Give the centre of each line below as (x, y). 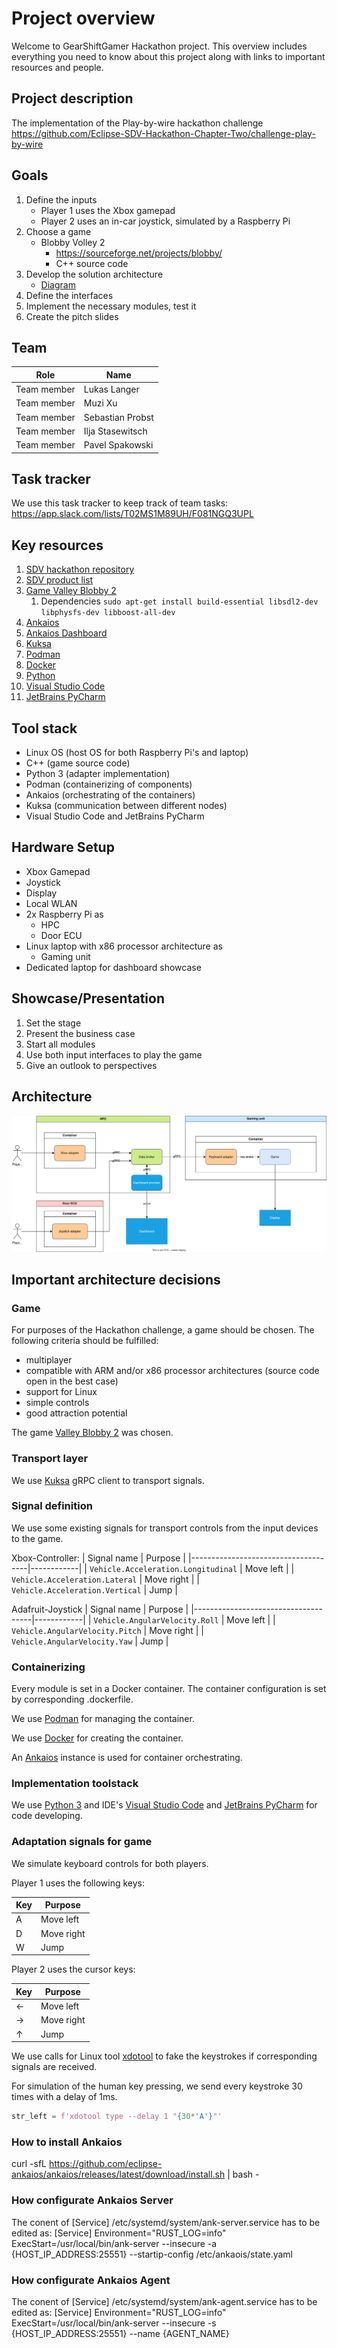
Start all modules (60, 1044)
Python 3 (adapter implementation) (98, 774)
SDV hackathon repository (80, 569)
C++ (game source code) (78, 763)
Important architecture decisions (116, 1279)
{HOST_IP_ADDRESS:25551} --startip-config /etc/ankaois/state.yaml (152, 2254)
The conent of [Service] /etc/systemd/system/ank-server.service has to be (166, 2222)
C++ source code (92, 263)
